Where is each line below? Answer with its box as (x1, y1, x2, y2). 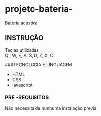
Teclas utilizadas (5, 47, 39, 53)
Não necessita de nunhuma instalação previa (5, 105, 97, 111)
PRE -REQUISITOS (5, 94, 49, 101)
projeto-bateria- (5, 3, 73, 15)
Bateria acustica (5, 20, 38, 26)
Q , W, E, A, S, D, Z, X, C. (5, 52, 55, 58)
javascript (12, 82, 33, 87)
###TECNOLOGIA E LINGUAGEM (5, 61, 72, 67)
